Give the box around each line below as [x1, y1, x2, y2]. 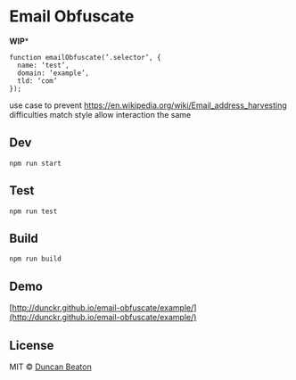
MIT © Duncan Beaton [9, 361, 92, 372]
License [9, 337, 54, 353]
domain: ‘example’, [17, 69, 90, 78]
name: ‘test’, [17, 61, 70, 70]
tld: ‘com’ [17, 76, 58, 86]
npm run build [9, 254, 62, 264]
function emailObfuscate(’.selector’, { [9, 53, 162, 62]
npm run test [9, 207, 58, 216]
